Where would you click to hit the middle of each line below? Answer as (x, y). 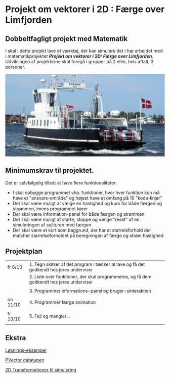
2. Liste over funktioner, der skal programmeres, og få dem (90, 277)
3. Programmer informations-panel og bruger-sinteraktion (90, 291)
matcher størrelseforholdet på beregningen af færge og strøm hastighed (88, 235)
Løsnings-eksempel (26, 350)
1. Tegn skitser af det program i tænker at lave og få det (87, 264)
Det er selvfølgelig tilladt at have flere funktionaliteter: (61, 182)
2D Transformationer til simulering (41, 369)
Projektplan (24, 251)
